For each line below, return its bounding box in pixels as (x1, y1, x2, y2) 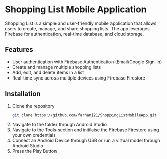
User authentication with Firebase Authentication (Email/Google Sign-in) (12, 59, 162, 65)
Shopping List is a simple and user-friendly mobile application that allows (5, 20, 157, 26)
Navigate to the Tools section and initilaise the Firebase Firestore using (12, 127, 159, 133)
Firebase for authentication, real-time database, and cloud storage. (5, 31, 144, 37)
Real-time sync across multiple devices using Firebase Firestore (12, 74, 145, 81)
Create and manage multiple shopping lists (12, 64, 101, 70)
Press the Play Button (12, 148, 57, 154)
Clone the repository (12, 103, 55, 109)
